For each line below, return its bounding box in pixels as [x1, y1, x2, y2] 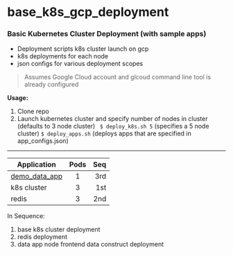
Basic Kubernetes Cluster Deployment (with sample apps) [7, 29, 207, 39]
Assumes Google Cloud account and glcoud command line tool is [24, 73, 212, 81]
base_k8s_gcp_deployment [7, 4, 169, 20]
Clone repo [17, 107, 50, 115]
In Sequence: [7, 212, 45, 220]
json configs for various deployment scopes [17, 60, 144, 68]
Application [17, 160, 57, 170]
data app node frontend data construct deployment [17, 240, 164, 249]
